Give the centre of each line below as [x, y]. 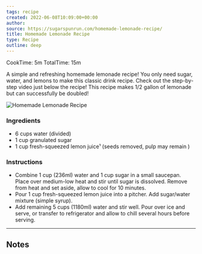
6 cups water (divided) [43, 134]
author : [16, 23]
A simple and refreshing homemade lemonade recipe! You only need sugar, [99, 74]
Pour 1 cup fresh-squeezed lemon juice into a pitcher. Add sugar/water [103, 194]
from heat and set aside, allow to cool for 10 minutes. [80, 188]
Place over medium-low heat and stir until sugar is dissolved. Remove [101, 182]
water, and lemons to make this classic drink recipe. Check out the [89, 80]
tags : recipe [23, 12]
